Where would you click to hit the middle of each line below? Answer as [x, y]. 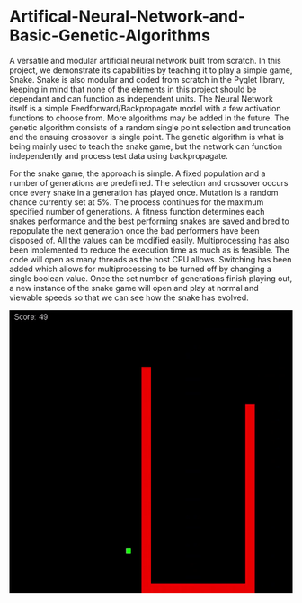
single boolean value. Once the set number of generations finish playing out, [151, 278]
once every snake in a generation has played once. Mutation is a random [144, 192]
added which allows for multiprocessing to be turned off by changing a [141, 269]
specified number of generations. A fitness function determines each [137, 211]
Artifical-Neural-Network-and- [128, 17]
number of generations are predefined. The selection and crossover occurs [149, 182]
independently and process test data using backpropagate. [119, 155]
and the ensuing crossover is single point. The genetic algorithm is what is [147, 137]
